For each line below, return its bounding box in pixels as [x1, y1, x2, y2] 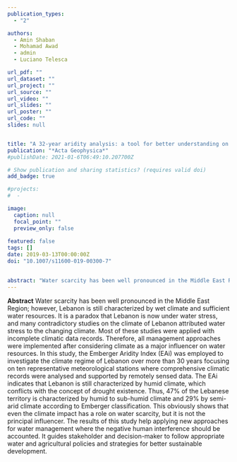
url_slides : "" [7, 102, 52, 109]
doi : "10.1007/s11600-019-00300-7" [7, 258, 112, 265]
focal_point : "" [13, 218, 61, 225]
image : [7, 205, 27, 212]
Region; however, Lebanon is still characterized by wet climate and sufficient [7, 304, 230, 312]
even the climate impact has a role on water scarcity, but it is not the [7, 409, 206, 417]
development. [7, 446, 47, 455]
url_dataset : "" [7, 75, 55, 82]
